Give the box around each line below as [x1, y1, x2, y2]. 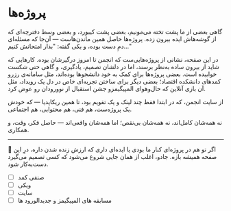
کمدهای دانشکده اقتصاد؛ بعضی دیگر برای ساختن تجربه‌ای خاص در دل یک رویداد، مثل [8, 77, 221, 85]
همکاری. [8, 125, 29, 134]
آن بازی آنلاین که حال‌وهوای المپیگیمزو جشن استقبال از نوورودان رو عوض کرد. [8, 84, 206, 92]
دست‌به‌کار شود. [8, 160, 49, 168]
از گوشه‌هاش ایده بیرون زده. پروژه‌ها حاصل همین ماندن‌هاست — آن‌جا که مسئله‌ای [8, 34, 217, 42]
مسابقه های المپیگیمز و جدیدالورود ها [17, 197, 112, 205]
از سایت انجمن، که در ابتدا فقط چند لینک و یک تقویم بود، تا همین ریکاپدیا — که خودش [8, 97, 223, 105]
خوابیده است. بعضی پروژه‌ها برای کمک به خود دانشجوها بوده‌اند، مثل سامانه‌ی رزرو [8, 70, 217, 78]
